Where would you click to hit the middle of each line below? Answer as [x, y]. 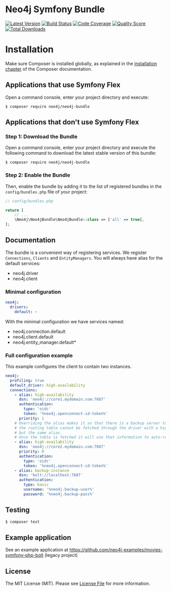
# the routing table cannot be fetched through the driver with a [86, 428]
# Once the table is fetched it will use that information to [82, 437]
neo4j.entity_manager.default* [44, 342]
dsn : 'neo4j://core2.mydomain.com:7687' [62, 447]
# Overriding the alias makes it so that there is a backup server [87, 423]
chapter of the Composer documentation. [49, 69]
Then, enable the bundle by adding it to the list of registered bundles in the [83, 186]
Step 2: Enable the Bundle [38, 175]
